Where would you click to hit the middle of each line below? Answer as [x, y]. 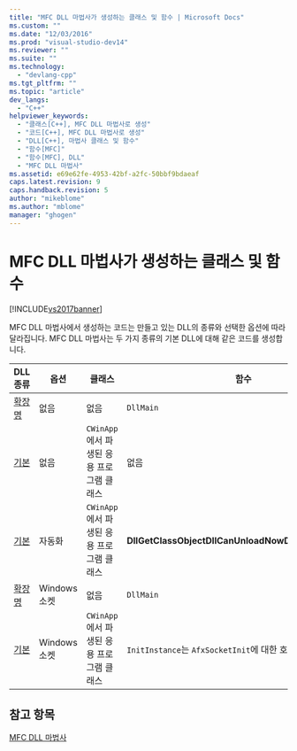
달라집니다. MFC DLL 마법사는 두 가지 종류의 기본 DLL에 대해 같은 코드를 [134, 338]
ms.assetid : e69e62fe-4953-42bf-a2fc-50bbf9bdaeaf [104, 174]
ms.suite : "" [33, 58]
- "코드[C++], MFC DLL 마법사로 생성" [81, 133]
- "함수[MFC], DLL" [51, 157]
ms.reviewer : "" [39, 50]
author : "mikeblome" [47, 199]
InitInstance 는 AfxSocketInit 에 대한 [202, 649]
